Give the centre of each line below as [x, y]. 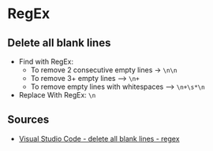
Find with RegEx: [46, 61]
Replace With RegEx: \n [57, 95]
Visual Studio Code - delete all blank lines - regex [99, 138]
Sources [28, 120]
